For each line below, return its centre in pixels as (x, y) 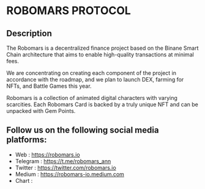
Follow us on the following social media (83, 130)
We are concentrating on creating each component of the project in (91, 73)
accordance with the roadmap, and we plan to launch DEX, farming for (95, 79)
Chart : (24, 180)
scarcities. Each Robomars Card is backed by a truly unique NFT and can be (102, 104)
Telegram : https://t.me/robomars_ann (63, 161)
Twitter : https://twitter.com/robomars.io (65, 168)
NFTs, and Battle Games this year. (49, 86)
